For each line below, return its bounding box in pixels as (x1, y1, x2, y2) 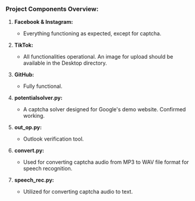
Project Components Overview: (5, 5, 99, 13)
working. (23, 112, 45, 120)
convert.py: (14, 147, 45, 154)
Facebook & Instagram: (14, 19, 73, 26)
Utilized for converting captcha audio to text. (23, 188, 133, 196)
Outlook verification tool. (23, 135, 84, 142)
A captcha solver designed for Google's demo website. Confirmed (23, 106, 186, 113)
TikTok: (14, 41, 33, 49)
